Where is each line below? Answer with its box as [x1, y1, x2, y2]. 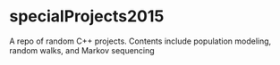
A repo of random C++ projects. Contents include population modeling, [9, 36, 272, 46]
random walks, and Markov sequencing [9, 45, 155, 55]
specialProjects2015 [9, 6, 165, 27]
